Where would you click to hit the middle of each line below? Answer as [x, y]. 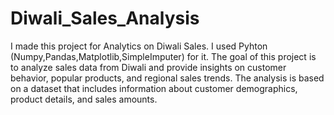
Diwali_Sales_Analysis [105, 18]
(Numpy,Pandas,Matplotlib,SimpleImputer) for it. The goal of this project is [163, 56]
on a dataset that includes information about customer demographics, [154, 88]
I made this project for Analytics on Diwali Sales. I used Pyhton [139, 46]
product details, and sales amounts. [84, 99]
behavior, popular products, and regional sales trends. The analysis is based [167, 78]
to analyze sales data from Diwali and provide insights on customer [148, 67]
